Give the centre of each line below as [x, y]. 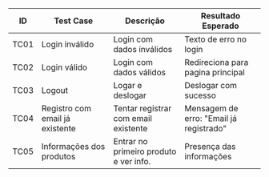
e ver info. [132, 161]
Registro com [66, 109]
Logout [55, 90]
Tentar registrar [143, 109]
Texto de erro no [215, 39]
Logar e [128, 85]
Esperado [221, 26]
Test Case [74, 21]
